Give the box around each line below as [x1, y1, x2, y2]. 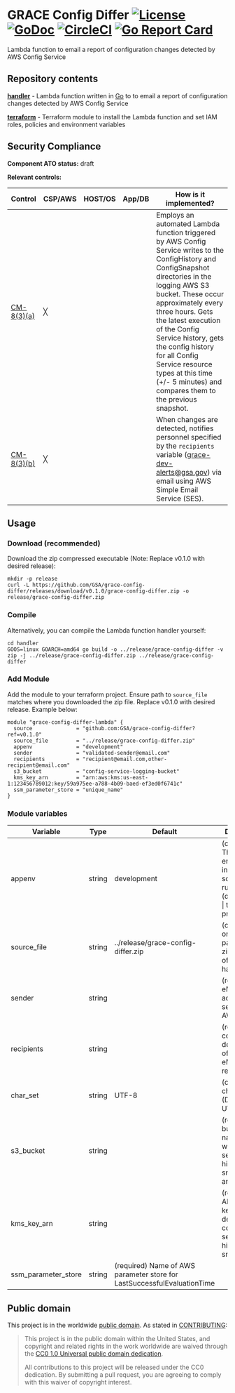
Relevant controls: [7, 173, 62, 181]
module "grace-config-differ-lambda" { [7, 718, 124, 726]
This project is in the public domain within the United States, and [24, 1334, 211, 1342]
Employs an [156, 210, 194, 220]
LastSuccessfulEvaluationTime [114, 1279, 215, 1288]
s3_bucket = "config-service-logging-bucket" [13, 767, 180, 775]
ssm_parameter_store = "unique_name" [13, 786, 124, 793]
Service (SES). [156, 494, 204, 503]
